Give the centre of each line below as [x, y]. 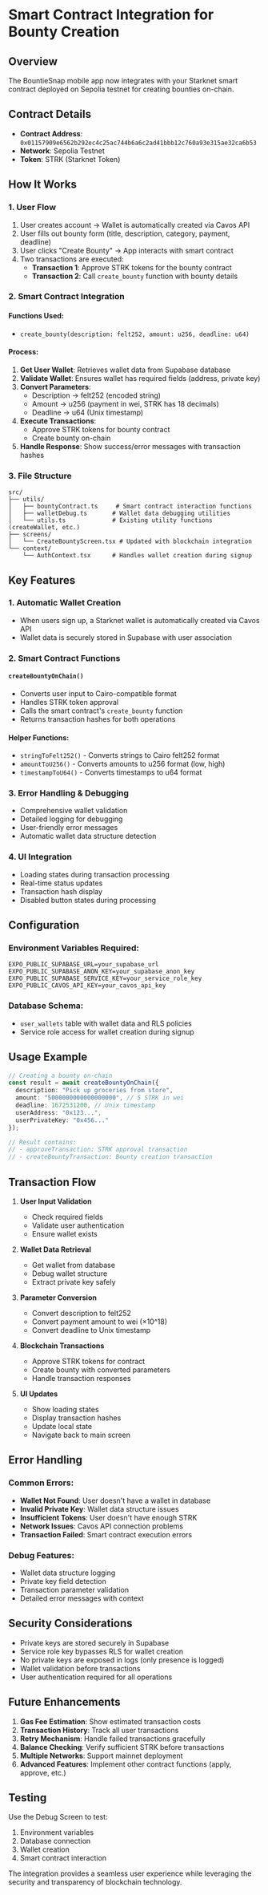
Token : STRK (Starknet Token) [70, 159]
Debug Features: [41, 1555]
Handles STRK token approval [69, 702]
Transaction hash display [61, 891]
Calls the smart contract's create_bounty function [101, 711]
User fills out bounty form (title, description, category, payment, [125, 233]
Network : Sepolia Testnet [62, 151]
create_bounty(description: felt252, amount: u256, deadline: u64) [134, 334]
